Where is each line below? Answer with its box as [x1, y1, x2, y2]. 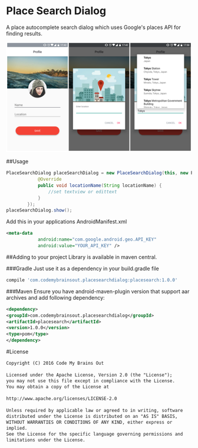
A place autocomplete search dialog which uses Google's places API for [6, 24, 181, 31]
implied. [6, 426, 28, 431]
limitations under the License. [6, 437, 85, 443]
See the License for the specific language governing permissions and [6, 431, 183, 437]
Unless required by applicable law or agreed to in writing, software [6, 408, 183, 414]
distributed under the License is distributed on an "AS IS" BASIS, [6, 414, 178, 420]
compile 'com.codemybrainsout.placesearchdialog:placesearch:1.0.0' [6, 277, 178, 283]
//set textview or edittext [48, 189, 117, 194]
